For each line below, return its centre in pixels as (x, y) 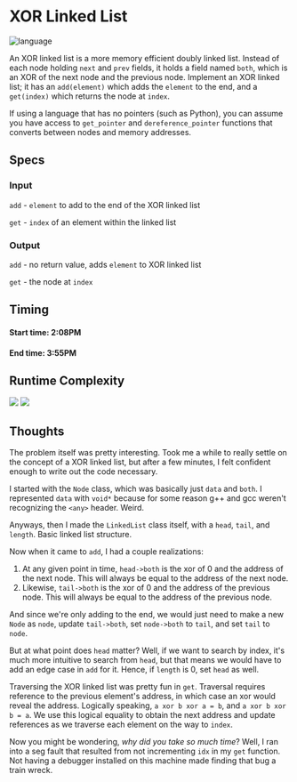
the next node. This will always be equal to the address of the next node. (155, 578)
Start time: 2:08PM (45, 332)
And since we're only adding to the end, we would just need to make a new (147, 615)
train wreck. (31, 770)
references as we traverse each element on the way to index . (121, 725)
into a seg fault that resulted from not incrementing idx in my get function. (145, 751)
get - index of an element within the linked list (93, 222)
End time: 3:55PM (43, 352)
